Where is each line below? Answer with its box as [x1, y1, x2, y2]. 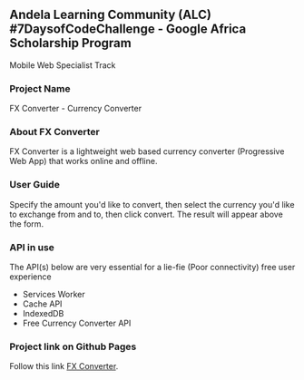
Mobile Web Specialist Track [9, 59, 116, 71]
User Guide [9, 179, 61, 191]
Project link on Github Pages [9, 340, 137, 353]
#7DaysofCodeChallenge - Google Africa [9, 22, 247, 37]
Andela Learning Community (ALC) [9, 7, 211, 23]
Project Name [9, 82, 71, 94]
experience [9, 271, 52, 282]
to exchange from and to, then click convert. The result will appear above [9, 209, 283, 219]
